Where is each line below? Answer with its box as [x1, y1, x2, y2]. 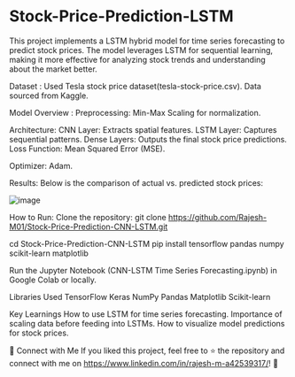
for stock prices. [9, 327, 69, 338]
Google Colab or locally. [9, 274, 97, 285]
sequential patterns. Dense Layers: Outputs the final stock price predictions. [9, 134, 288, 144]
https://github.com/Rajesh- [167, 212, 268, 222]
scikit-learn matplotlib [9, 248, 89, 258]
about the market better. [9, 64, 97, 74]
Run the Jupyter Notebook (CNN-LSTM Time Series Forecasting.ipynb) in [9, 265, 277, 275]
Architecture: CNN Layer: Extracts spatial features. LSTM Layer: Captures [9, 124, 277, 135]
